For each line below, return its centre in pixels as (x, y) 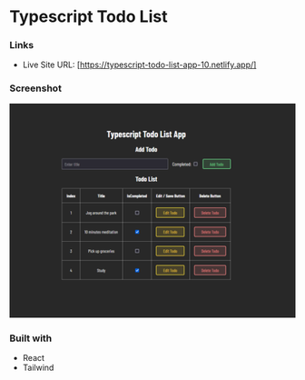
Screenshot (35, 88)
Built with (31, 338)
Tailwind (38, 368)
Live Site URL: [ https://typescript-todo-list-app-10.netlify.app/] (139, 65)
